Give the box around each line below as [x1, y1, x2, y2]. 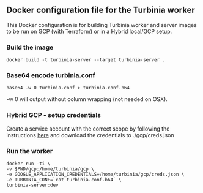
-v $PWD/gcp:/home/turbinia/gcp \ [6, 166, 95, 172]
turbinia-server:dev [6, 182, 59, 188]
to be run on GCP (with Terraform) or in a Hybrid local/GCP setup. [6, 28, 172, 35]
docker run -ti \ [6, 161, 51, 167]
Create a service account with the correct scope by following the [6, 125, 170, 132]
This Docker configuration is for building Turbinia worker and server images [6, 21, 197, 28]
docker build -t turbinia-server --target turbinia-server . [6, 57, 166, 63]
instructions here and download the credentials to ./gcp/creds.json [6, 131, 174, 138]
